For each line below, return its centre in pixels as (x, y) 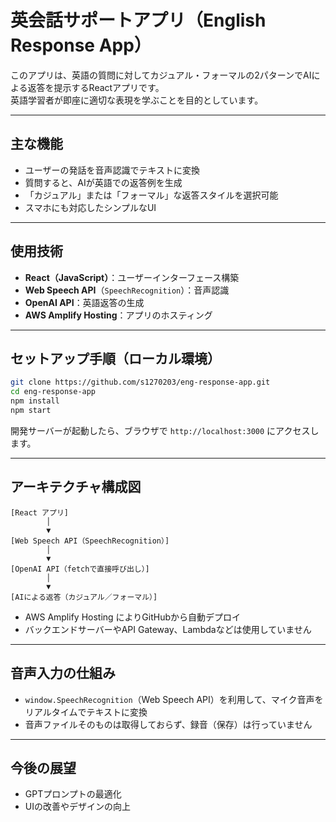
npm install (35, 401)
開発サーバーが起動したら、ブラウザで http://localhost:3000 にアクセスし (165, 430)
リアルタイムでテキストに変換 (86, 712)
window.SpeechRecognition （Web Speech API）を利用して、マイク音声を (174, 699)
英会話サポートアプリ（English (138, 20)
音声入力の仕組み (63, 673)
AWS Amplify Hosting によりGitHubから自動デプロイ (132, 617)
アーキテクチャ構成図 (76, 487)
